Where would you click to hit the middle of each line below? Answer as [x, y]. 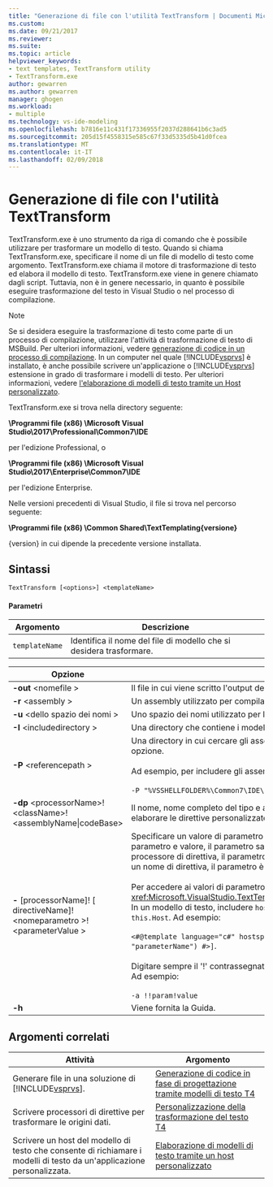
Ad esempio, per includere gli [187, 771]
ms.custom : [27, 24]
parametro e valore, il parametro [193, 847]
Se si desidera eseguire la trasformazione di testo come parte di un [121, 331]
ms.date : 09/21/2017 [43, 31]
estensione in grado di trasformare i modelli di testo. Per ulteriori [116, 375]
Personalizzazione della [201, 1107]
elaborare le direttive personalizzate [199, 818]
